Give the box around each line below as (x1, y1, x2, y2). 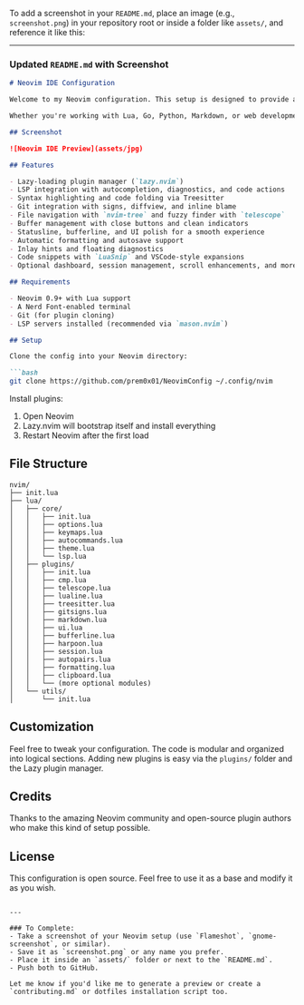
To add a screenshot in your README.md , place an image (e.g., (9, 8, 235, 18)
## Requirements (9, 278, 71, 287)
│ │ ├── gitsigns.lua (9, 607, 107, 616)
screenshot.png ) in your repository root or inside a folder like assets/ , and (9, 17, 283, 28)
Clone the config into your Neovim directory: (9, 352, 188, 361)
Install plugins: (9, 394, 63, 405)
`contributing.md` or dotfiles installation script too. (9, 988, 229, 997)
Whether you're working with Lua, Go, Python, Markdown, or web (9, 112, 257, 121)
